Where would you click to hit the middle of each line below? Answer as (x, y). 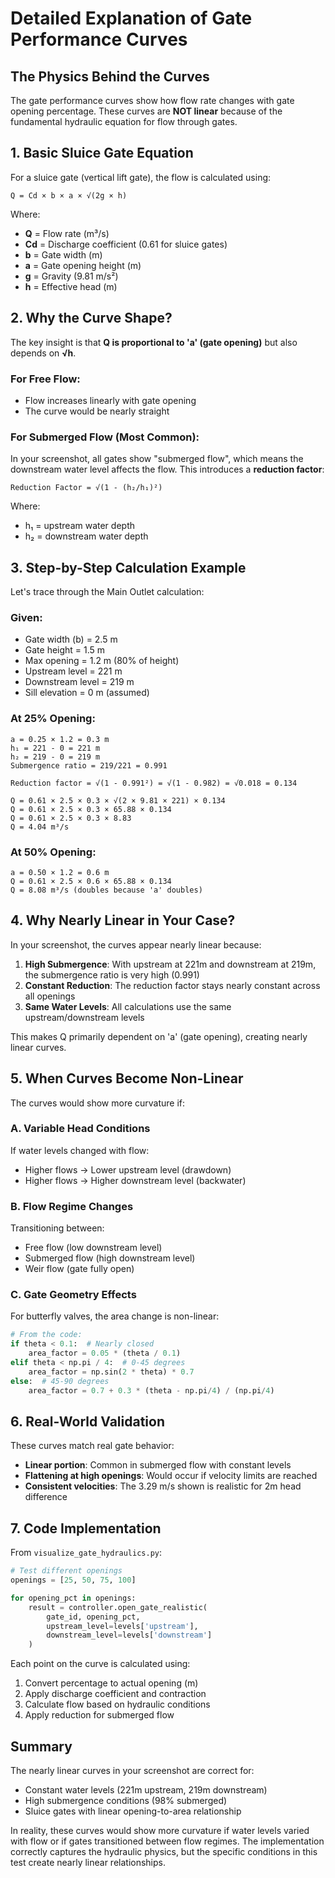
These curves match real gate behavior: (92, 1446)
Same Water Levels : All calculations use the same (128, 1006)
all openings (50, 996)
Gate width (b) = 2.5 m (71, 639)
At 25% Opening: (53, 719)
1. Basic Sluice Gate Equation (102, 153)
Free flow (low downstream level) (93, 1248)
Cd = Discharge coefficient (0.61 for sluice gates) (126, 244)
